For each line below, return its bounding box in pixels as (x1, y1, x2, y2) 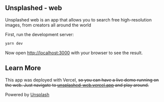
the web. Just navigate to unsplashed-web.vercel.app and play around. (5, 82, 149, 88)
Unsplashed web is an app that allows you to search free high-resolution (5, 17, 152, 22)
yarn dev (5, 41, 23, 46)
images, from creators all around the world (5, 22, 92, 28)
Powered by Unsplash (5, 91, 50, 97)
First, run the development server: (5, 31, 74, 37)
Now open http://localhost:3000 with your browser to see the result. (5, 50, 143, 56)
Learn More (5, 64, 41, 72)
